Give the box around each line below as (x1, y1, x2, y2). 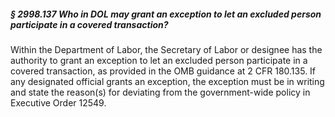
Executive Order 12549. (10, 96, 107, 109)
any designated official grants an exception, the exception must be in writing (10, 75, 325, 87)
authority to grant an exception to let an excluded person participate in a (10, 54, 308, 66)
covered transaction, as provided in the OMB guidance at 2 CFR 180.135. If (10, 65, 317, 77)
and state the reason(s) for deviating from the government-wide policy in (10, 86, 311, 98)
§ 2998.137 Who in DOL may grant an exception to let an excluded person (10, 8, 322, 20)
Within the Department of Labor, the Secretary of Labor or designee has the (10, 43, 323, 55)
